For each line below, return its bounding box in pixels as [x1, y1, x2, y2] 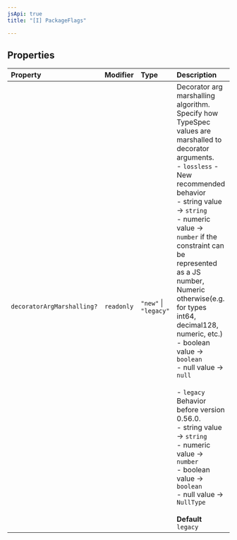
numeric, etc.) [176, 329, 224, 339]
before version [176, 405, 226, 415]
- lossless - [176, 162, 219, 172]
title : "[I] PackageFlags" [7, 17, 87, 24]
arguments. [176, 152, 214, 162]
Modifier [104, 70, 134, 80]
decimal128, [176, 320, 219, 330]
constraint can [176, 241, 224, 251]
